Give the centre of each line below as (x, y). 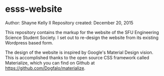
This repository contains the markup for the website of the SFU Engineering (82, 32)
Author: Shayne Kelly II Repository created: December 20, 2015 (69, 23)
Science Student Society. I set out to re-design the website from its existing (82, 38)
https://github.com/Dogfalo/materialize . (45, 68)
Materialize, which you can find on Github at (50, 63)
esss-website (34, 9)
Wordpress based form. (29, 42)
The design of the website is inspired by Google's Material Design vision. (79, 52)
